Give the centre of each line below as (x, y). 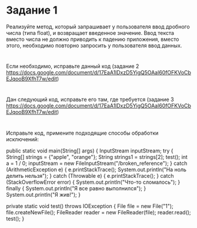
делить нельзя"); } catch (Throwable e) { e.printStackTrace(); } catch (90, 175)
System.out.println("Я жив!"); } (44, 194)
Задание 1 (32, 10)
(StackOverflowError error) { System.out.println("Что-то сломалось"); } (93, 182)
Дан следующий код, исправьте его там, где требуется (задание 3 (90, 100)
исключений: (23, 139)
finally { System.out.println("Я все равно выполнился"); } (76, 188)
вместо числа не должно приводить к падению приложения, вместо (93, 39)
